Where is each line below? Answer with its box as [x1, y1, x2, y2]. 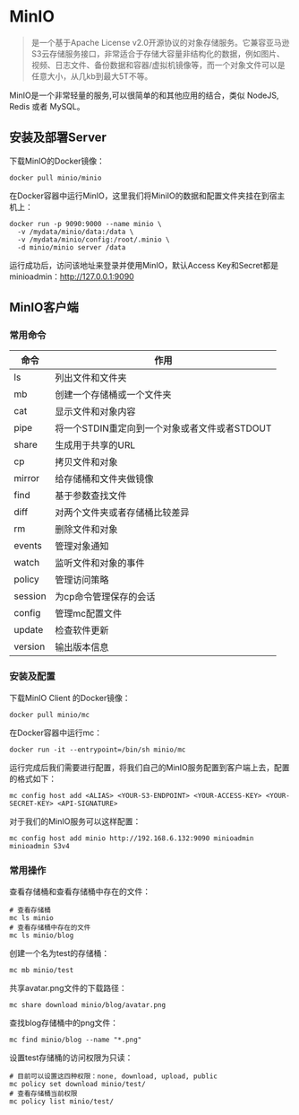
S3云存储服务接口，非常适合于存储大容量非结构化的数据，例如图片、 [30, 48, 285, 59]
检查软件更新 [55, 624, 109, 637]
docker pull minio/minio [9, 173, 102, 182]
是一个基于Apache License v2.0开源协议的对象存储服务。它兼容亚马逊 [30, 37, 290, 48]
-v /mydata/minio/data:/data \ [17, 227, 134, 236]
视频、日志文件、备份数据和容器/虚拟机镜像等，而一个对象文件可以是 [30, 59, 286, 70]
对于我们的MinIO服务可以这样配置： [9, 815, 141, 827]
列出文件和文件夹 [55, 372, 127, 384]
